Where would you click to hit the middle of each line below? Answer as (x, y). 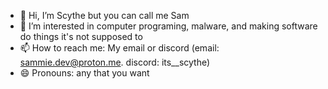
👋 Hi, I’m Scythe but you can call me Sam (104, 15)
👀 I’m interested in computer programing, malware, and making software (168, 26)
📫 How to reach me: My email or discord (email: (119, 48)
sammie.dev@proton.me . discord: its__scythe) (115, 62)
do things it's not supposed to (81, 36)
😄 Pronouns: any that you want (84, 73)
